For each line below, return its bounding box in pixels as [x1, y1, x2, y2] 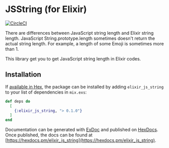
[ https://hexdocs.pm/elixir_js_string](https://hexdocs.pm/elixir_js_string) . [5, 137, 156, 143]
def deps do [5, 99, 30, 104]
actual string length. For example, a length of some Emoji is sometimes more [5, 40, 164, 46]
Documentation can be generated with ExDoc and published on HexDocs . [5, 127, 158, 133]
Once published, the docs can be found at [5, 132, 93, 138]
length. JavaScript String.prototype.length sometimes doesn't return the [5, 35, 155, 41]
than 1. [5, 46, 19, 52]
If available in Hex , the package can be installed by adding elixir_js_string [5, 84, 164, 90]
